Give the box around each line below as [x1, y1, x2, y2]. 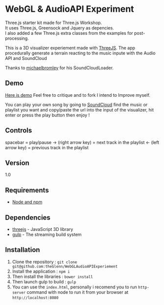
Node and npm [12, 199, 43, 205]
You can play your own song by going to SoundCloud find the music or [5, 102, 148, 108]
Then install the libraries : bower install [12, 274, 93, 279]
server [12, 290, 26, 295]
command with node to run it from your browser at [26, 289, 129, 295]
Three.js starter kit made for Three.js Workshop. [5, 20, 102, 26]
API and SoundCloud [5, 55, 47, 61]
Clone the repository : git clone [12, 259, 77, 265]
